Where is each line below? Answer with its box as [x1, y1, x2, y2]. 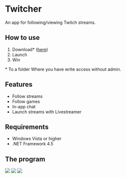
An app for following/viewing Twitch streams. [5, 19, 96, 25]
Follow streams [12, 93, 43, 99]
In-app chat [12, 104, 36, 109]
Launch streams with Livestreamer [12, 108, 82, 115]
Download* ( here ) [12, 46, 48, 52]
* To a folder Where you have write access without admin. [5, 66, 122, 72]
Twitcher [5, 3, 42, 15]
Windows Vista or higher [12, 136, 62, 142]
